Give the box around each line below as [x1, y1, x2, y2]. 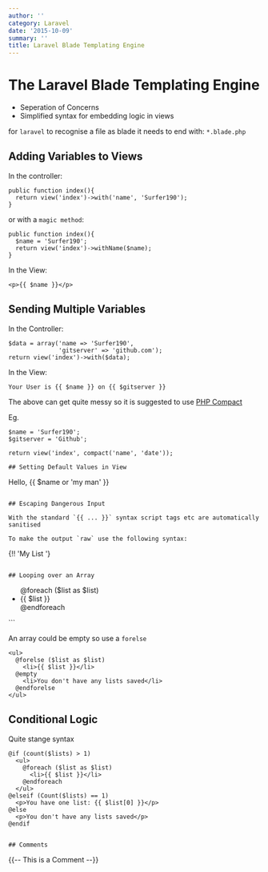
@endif [8, 819, 30, 828]
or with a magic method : [8, 214, 84, 224]
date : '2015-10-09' [8, 26, 74, 34]
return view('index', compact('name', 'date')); [8, 449, 174, 457]
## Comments [8, 841, 48, 849]
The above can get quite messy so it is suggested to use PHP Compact [8, 397, 242, 406]
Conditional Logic [8, 713, 98, 726]
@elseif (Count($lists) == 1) [8, 791, 110, 800]
